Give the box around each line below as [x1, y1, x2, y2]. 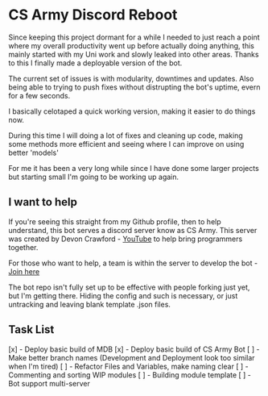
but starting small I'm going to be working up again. [8, 172, 179, 181]
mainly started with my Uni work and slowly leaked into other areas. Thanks [8, 49, 259, 59]
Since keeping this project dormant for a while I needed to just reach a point [8, 32, 260, 42]
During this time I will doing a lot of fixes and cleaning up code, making [8, 131, 243, 140]
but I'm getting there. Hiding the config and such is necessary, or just [8, 290, 238, 300]
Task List [8, 323, 55, 336]
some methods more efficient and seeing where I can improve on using [8, 139, 245, 148]
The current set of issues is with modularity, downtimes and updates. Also [8, 73, 254, 83]
